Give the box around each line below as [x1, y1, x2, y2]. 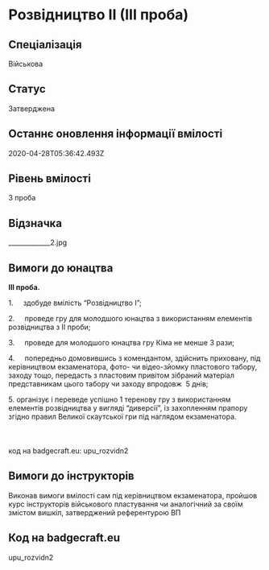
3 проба [8, 193, 36, 203]
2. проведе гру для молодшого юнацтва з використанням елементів [8, 314, 252, 324]
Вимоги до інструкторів [8, 469, 134, 483]
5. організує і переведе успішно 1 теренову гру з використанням [8, 394, 231, 404]
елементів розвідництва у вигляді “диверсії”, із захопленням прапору [8, 403, 248, 413]
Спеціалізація [8, 38, 82, 52]
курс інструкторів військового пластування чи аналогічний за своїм [8, 499, 243, 509]
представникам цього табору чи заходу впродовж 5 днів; [8, 379, 209, 389]
